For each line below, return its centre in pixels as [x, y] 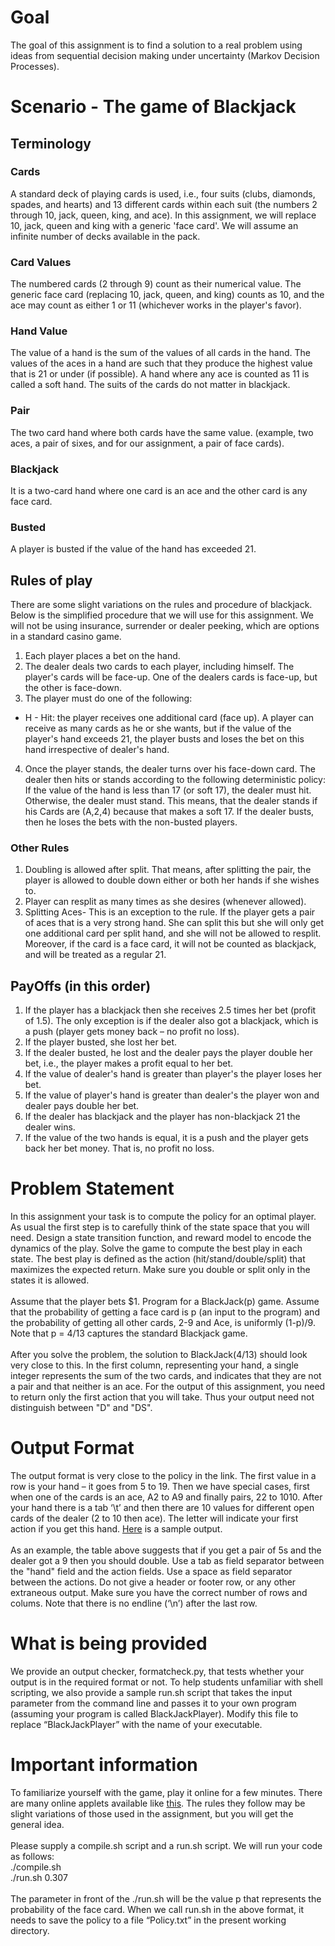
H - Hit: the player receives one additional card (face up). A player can [169, 718]
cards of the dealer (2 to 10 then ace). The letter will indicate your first [154, 1518]
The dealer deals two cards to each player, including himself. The [159, 667]
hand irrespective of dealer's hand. [97, 750]
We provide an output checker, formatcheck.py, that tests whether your [157, 1672]
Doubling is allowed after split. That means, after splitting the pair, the [168, 870]
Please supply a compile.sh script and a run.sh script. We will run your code [166, 1845]
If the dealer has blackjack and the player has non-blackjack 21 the [162, 1117]
